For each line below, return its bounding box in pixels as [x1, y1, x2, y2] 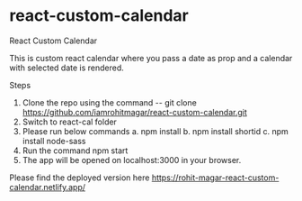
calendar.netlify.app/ [9, 181, 85, 192]
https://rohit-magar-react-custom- [151, 172, 280, 183]
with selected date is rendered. [9, 62, 124, 73]
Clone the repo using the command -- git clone [22, 96, 198, 108]
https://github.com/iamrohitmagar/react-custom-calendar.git [22, 106, 247, 117]
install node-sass [22, 135, 86, 146]
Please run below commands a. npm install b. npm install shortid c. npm [22, 125, 289, 136]
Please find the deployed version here [9, 172, 150, 183]
